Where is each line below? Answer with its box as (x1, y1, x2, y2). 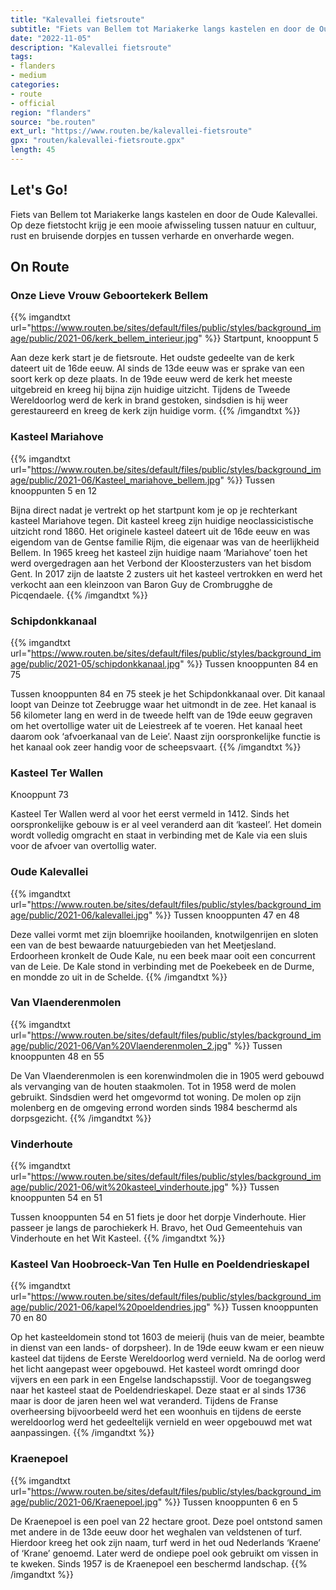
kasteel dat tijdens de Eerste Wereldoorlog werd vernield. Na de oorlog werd (10, 1352, 326, 1365)
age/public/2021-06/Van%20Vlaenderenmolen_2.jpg (10, 1039, 228, 1051)
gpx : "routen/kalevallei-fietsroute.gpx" (10, 136, 186, 146)
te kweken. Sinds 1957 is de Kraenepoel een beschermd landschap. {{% (10, 1557, 308, 1570)
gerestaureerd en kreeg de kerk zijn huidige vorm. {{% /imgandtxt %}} (10, 405, 301, 417)
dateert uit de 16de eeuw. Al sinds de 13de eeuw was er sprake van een (10, 362, 305, 375)
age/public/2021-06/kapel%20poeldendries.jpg (10, 1301, 207, 1313)
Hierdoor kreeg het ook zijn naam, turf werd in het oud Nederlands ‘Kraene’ (10, 1536, 322, 1548)
